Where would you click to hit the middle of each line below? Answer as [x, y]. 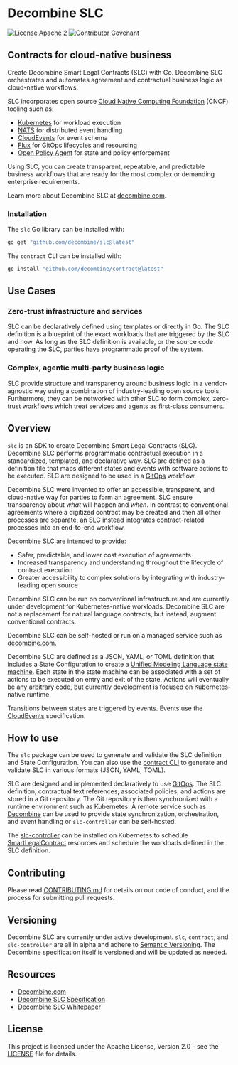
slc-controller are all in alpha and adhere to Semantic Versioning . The [111, 945]
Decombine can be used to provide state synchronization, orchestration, [113, 814]
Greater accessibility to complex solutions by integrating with [107, 577]
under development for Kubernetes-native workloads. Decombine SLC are [116, 606]
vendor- [216, 383]
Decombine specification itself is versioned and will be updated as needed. [117, 952]
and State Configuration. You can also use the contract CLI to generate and [117, 763]
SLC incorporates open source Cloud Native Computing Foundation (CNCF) [118, 101]
